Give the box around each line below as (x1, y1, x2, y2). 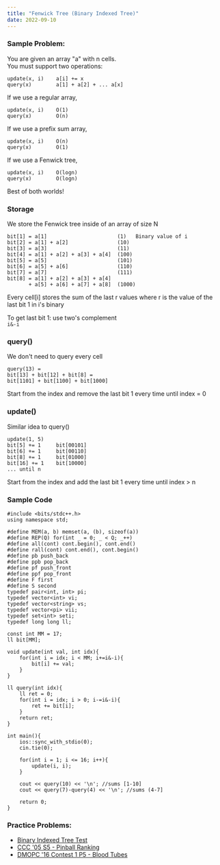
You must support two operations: (7, 62, 103, 70)
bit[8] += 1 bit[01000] (7, 453, 87, 460)
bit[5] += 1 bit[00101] (7, 442, 87, 449)
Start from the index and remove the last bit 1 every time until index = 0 (7, 390, 206, 398)
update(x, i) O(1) (7, 106, 69, 113)
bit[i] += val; (31, 660, 75, 667)
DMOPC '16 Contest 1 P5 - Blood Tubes (16, 851, 128, 859)
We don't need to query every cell (7, 353, 103, 361)
